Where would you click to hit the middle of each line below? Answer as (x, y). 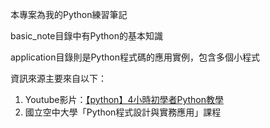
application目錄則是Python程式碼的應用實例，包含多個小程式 (135, 57)
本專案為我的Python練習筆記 (69, 14)
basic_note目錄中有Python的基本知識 (87, 36)
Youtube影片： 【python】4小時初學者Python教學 (124, 99)
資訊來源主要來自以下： (58, 78)
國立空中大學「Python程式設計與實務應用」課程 (123, 112)
